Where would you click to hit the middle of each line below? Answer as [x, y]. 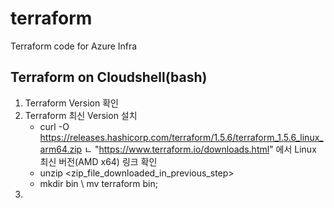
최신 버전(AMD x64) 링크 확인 [98, 161]
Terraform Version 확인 [71, 103]
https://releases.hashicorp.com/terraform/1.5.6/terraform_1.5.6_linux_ [181, 137]
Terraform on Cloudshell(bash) [109, 77]
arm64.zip [61, 149]
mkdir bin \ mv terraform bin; [98, 183]
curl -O [54, 126]
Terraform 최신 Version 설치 [81, 115]
